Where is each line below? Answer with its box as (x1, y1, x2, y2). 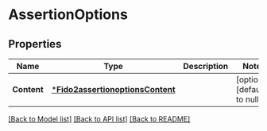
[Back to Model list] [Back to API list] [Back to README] (8, 114, 191, 124)
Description (183, 61, 229, 71)
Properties (8, 37, 62, 51)
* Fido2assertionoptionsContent (51, 84, 176, 94)
